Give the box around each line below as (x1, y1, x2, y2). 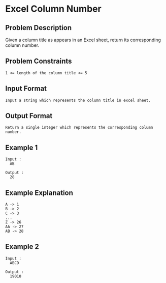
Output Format (5, 111, 53, 120)
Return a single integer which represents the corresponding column (5, 125, 153, 130)
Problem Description (5, 23, 72, 32)
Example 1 (5, 143, 38, 152)
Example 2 (5, 242, 39, 251)
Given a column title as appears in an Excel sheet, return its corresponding (5, 37, 161, 43)
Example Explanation (5, 188, 74, 197)
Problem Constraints (5, 57, 72, 66)
